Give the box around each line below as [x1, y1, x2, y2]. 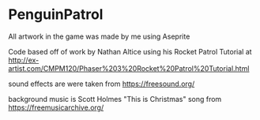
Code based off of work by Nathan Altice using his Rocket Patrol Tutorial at [8, 47, 252, 56]
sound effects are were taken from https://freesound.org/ [8, 79, 195, 88]
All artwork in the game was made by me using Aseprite [8, 32, 190, 41]
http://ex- [8, 55, 40, 65]
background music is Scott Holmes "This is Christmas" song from [8, 94, 222, 103]
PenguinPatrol [8, 6, 104, 24]
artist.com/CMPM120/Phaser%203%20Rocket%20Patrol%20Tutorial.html [8, 63, 250, 73]
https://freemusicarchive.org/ [8, 103, 104, 112]
